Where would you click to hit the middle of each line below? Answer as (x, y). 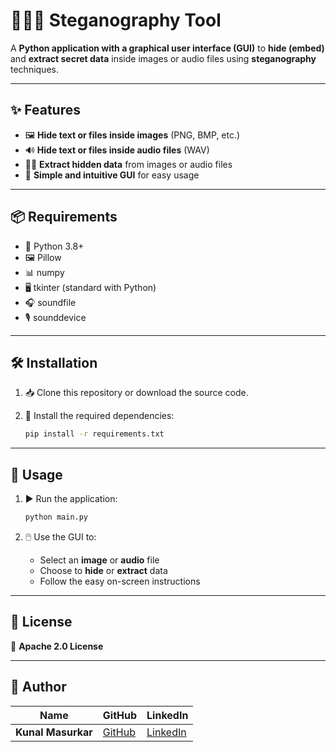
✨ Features (45, 110)
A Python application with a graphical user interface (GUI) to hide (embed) (167, 48)
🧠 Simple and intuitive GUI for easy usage (112, 175)
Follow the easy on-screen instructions (120, 581)
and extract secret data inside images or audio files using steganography (163, 58)
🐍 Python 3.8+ (54, 246)
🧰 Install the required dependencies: (99, 416)
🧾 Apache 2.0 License (57, 646)
